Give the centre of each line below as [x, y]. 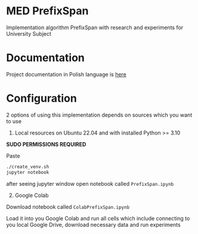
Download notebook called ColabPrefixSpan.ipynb [68, 207]
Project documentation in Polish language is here [66, 74]
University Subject [29, 33]
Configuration [42, 99]
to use [14, 121]
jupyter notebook [28, 172]
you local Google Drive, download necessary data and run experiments [93, 224]
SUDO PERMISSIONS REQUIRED [46, 144]
